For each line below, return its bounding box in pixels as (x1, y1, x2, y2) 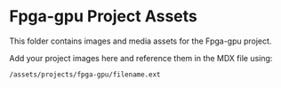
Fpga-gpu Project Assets (9, 6, 198, 27)
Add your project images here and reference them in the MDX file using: (9, 52, 273, 63)
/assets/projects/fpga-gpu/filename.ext (9, 69, 162, 79)
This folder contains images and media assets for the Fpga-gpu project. (9, 36, 272, 46)
